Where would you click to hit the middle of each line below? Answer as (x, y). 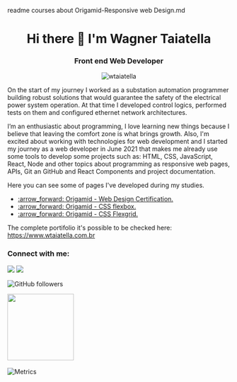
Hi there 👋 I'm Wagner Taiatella (119, 39)
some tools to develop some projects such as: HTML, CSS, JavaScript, (110, 157)
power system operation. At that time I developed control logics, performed (117, 105)
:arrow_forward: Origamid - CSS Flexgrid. (78, 214)
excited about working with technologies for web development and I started (117, 142)
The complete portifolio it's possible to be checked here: (89, 228)
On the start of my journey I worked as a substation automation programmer (118, 90)
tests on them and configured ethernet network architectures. (97, 113)
